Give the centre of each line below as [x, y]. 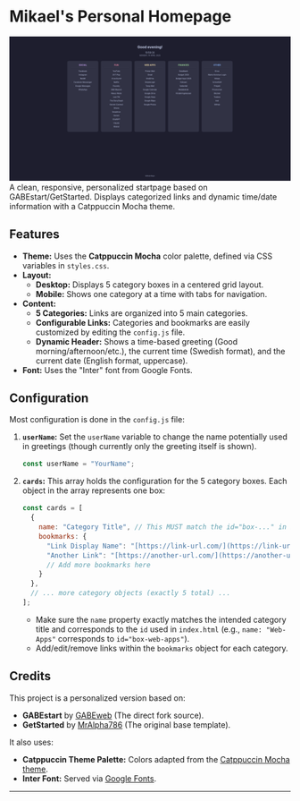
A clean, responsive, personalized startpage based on [108, 187]
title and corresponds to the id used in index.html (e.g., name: [149, 629]
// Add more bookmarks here [98, 565]
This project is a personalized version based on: [97, 698]
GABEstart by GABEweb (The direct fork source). [113, 715]
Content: [39, 303]
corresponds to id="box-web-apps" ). [124, 638]
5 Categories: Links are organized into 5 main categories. [142, 313]
